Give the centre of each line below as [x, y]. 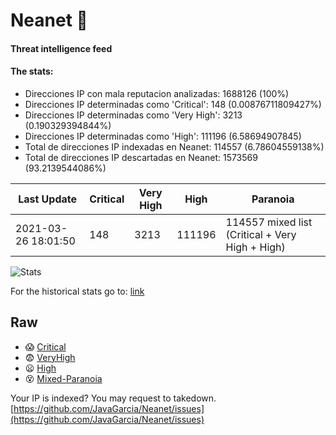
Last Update [48, 199]
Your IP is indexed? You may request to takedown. [113, 398]
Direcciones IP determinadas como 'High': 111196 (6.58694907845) [163, 136]
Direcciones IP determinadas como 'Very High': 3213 [133, 115]
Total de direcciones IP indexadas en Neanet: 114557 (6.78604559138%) [174, 146]
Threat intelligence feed [61, 48]
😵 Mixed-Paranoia [63, 378]
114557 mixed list [269, 222]
